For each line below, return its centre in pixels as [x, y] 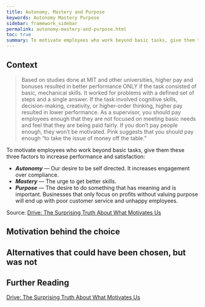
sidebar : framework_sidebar [42, 23]
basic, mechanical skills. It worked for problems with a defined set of [108, 93]
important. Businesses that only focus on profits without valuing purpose [106, 194]
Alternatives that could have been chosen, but [96, 252]
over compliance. [37, 175]
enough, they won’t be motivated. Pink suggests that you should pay [107, 131]
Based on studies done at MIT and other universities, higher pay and [107, 79]
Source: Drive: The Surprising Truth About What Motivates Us [84, 212]
